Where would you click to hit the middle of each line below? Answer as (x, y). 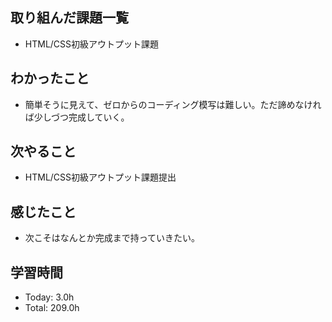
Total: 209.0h (52, 308)
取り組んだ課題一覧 (69, 18)
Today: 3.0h (49, 297)
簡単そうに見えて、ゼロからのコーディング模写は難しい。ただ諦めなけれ (173, 104)
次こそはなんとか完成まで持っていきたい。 (112, 238)
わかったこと (50, 78)
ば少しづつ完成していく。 (77, 117)
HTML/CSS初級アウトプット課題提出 (100, 177)
